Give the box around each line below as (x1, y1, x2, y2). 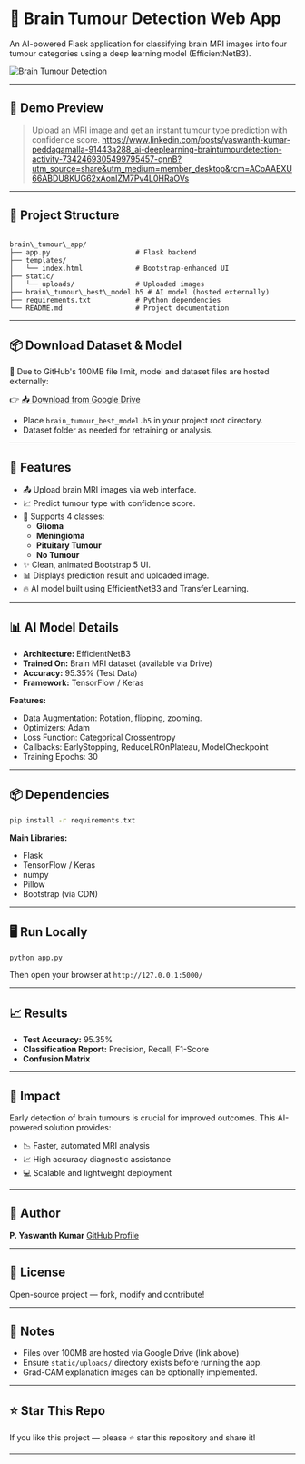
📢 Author (9, 1206, 61, 1221)
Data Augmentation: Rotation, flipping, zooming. (22, 712, 202, 723)
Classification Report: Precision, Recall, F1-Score (22, 1044, 210, 1055)
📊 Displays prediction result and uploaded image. (22, 570, 210, 581)
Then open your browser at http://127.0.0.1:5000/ (9, 970, 203, 981)
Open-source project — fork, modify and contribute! (9, 1289, 205, 1300)
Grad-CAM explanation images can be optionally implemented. (22, 1367, 258, 1378)
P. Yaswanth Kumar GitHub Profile (9, 1230, 139, 1240)
